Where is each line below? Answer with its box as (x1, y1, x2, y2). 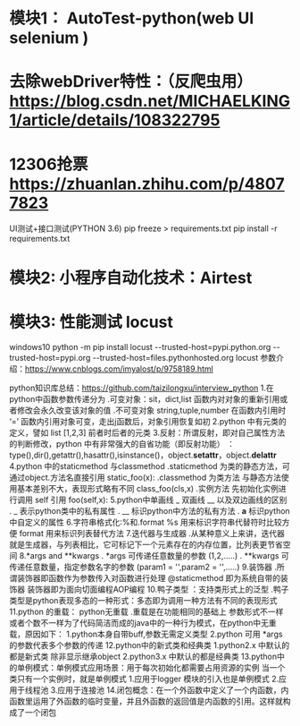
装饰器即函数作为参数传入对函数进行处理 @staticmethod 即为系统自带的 (16, 573, 281, 584)
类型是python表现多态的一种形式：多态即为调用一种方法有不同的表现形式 (9, 595, 278, 606)
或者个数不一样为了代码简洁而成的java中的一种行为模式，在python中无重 (9, 618, 277, 628)
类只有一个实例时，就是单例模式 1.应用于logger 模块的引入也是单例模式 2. (9, 673, 279, 685)
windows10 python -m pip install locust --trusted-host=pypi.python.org (9, 342, 271, 353)
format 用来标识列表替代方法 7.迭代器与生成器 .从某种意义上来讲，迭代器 (19, 528, 286, 539)
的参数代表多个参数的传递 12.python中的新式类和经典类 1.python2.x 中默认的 (9, 640, 290, 651)
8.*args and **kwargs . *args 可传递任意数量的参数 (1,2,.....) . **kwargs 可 (19, 551, 290, 561)
